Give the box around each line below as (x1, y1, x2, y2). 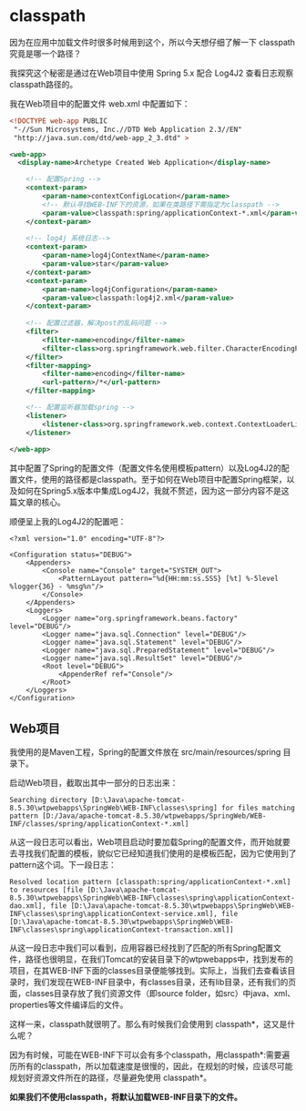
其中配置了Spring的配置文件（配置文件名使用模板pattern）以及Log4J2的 (9, 463, 282, 474)
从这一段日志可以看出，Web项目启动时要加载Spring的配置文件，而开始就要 (9, 837, 291, 848)
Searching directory (9, 796, 88, 805)
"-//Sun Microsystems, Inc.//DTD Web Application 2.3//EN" (13, 125, 243, 134)
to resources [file (9, 885, 84, 895)
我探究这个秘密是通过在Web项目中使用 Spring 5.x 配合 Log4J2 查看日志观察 (9, 67, 294, 78)
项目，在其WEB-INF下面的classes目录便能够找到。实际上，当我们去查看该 (9, 965, 288, 976)
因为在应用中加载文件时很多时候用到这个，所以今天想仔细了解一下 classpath (9, 36, 296, 47)
